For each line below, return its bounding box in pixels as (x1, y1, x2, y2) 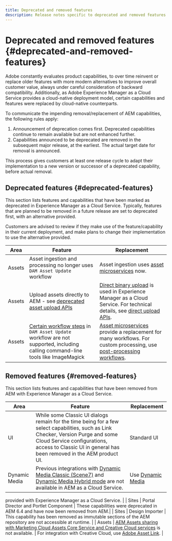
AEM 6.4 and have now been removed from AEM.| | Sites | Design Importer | (5, 508, 166, 514)
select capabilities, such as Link (35, 424, 112, 432)
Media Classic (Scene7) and (35, 471, 104, 478)
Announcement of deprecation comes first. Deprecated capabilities (12, 126, 155, 132)
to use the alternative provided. (5, 234, 72, 240)
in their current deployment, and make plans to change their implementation (5, 229, 165, 235)
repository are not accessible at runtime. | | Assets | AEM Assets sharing (5, 519, 158, 526)
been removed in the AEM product (35, 450, 118, 457)
